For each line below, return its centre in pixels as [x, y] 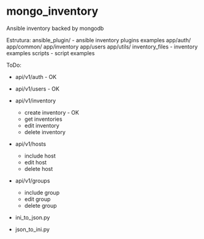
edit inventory [42, 125]
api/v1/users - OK [37, 89]
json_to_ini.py [32, 229]
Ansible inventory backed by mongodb [55, 28]
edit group [37, 199]
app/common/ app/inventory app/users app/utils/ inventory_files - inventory [102, 47]
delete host [39, 169]
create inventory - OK [52, 112]
